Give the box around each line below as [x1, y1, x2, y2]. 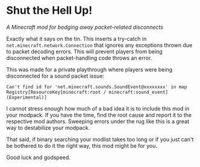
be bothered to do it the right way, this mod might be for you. [6, 142, 158, 149]
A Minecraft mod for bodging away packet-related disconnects [6, 23, 164, 31]
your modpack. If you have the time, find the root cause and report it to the [6, 111, 192, 118]
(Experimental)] [6, 94, 47, 100]
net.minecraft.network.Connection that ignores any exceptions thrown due [6, 41, 193, 49]
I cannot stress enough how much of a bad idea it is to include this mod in [6, 105, 190, 112]
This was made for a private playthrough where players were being [6, 65, 173, 73]
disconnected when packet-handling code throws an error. [6, 54, 152, 61]
